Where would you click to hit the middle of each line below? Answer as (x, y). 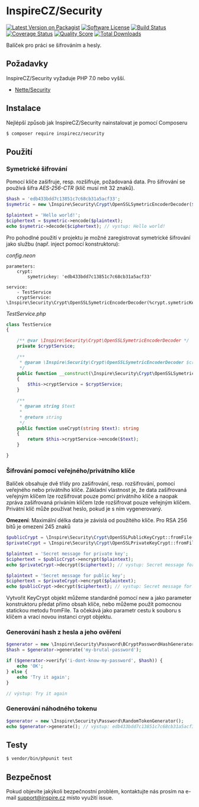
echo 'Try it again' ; (43, 677)
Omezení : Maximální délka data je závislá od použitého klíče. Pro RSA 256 (97, 520)
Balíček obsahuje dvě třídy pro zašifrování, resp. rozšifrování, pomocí (91, 484)
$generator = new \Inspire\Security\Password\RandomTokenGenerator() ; (95, 721)
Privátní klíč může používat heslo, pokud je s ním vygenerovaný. (84, 509)
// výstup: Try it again (37, 693)
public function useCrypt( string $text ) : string (78, 428)
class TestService (29, 325)
